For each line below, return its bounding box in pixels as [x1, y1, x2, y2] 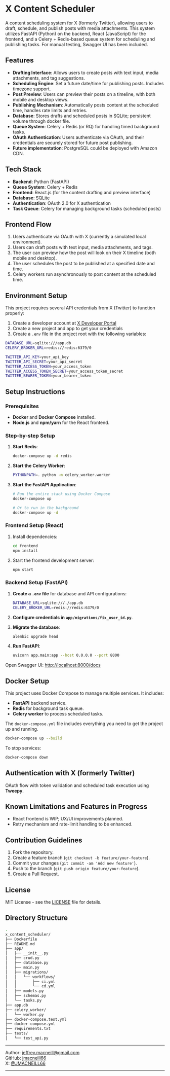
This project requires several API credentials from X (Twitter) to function [5, 305, 155, 311]
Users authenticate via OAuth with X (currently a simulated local [12, 234, 146, 240]
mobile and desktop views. [12, 96, 69, 102]
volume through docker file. [12, 118, 71, 124]
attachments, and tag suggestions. [12, 75, 85, 81]
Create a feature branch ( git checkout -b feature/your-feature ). [12, 855, 150, 861]
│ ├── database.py [5, 960, 49, 965]
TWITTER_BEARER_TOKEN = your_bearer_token [5, 373, 92, 378]
